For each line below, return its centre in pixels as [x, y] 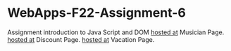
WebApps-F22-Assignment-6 [97, 13]
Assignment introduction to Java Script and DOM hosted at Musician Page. [116, 32]
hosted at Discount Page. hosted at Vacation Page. [81, 39]
